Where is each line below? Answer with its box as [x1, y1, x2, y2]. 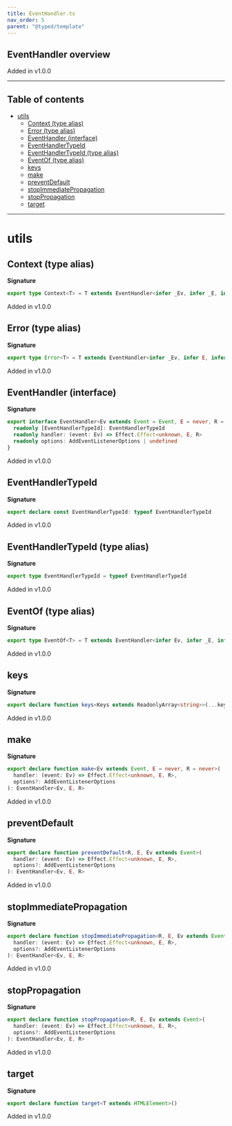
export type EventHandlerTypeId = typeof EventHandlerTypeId [7, 573, 187, 580]
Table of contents [7, 93, 84, 105]
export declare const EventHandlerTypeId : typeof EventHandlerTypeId [7, 508, 212, 515]
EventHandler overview [7, 48, 110, 60]
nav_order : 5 [7, 17, 45, 24]
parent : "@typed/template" [7, 23, 85, 30]
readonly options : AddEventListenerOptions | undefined [13, 438, 177, 445]
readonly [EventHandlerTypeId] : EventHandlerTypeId [13, 425, 166, 432]
